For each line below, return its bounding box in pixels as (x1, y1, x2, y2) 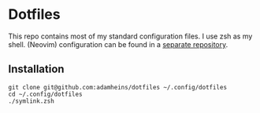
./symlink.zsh (8, 97, 55, 105)
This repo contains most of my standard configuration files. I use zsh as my (8, 31, 253, 41)
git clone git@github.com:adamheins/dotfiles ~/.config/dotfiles (8, 83, 227, 91)
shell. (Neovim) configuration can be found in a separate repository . (8, 39, 228, 49)
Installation (8, 63, 65, 76)
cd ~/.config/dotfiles (8, 90, 83, 98)
